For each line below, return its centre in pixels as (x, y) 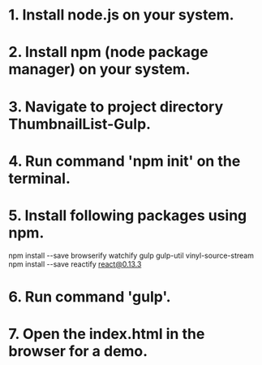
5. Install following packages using (128, 215)
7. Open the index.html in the (107, 334)
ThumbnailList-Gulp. (80, 124)
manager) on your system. (99, 70)
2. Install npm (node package (108, 52)
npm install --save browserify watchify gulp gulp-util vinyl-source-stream (131, 255)
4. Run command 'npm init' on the (125, 161)
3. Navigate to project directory (116, 106)
